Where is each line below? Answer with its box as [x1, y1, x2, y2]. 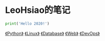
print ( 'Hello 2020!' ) [5, 21, 50, 26]
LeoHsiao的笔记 [5, 4, 70, 16]
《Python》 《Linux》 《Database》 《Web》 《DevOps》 [5, 30, 100, 36]
